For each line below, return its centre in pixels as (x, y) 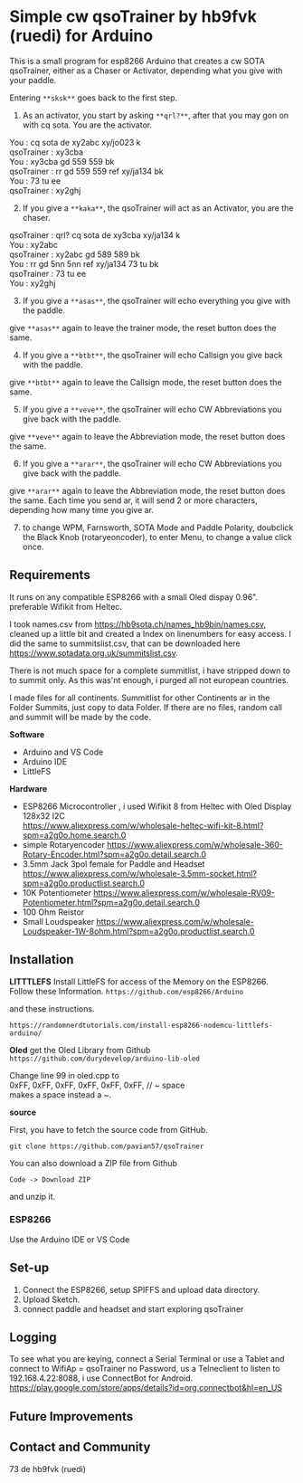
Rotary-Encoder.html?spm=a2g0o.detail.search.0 (114, 854)
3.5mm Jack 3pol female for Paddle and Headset (114, 864)
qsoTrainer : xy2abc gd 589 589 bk (75, 254)
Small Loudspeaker (58, 921)
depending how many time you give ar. (81, 509)
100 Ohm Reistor (53, 912)
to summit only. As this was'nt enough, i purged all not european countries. (149, 680)
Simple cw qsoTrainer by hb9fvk (133, 17)
